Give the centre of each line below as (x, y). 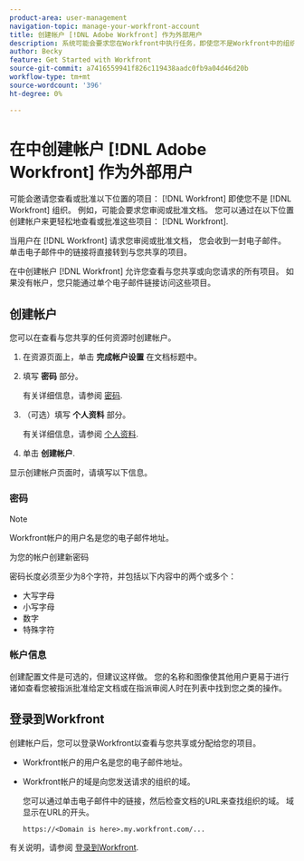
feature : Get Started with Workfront (81, 60)
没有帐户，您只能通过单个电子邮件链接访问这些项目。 (116, 283)
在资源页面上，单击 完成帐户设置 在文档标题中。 (112, 357)
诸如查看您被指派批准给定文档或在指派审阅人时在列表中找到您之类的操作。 (148, 688)
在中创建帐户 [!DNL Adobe (108, 149)
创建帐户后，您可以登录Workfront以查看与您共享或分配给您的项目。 (135, 743)
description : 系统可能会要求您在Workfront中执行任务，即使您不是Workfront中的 (146, 43)
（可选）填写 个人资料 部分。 (76, 415)
